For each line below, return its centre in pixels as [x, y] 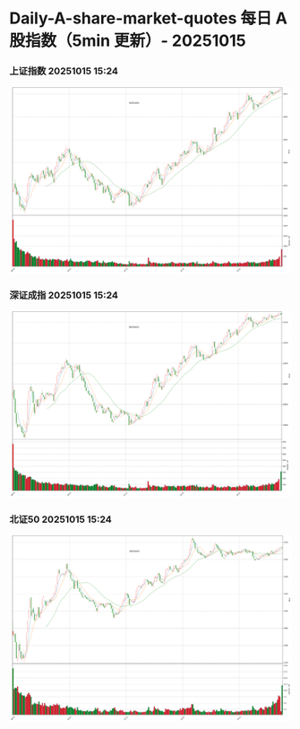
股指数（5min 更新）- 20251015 [128, 41]
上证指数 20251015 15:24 [64, 71]
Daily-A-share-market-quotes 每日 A [149, 18]
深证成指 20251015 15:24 [64, 295]
